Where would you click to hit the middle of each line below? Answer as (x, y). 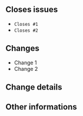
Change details (34, 87)
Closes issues (32, 10)
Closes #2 (26, 30)
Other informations (41, 107)
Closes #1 (26, 24)
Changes (22, 48)
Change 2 (26, 69)
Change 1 (25, 62)
